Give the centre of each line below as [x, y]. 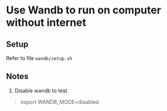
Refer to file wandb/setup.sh [39, 58]
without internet [46, 22]
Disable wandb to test [41, 91]
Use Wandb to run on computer [83, 10]
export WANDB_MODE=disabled [59, 102]
